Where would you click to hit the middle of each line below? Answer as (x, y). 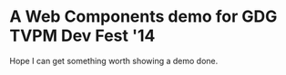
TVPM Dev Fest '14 (82, 36)
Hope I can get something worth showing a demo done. (114, 61)
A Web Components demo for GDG (143, 17)
